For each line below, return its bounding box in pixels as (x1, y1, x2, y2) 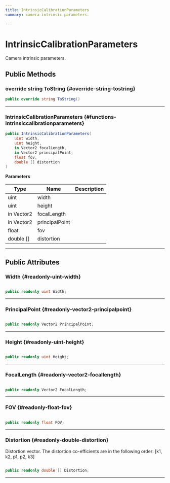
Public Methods (5, 70, 56, 79)
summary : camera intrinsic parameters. (5, 12, 90, 17)
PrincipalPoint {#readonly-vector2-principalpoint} (5, 305, 132, 313)
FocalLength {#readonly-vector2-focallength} (5, 371, 121, 378)
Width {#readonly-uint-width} (5, 273, 81, 280)
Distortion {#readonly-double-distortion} (5, 437, 109, 444)
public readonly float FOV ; (5, 420, 65, 425)
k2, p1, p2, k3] (5, 454, 35, 460)
